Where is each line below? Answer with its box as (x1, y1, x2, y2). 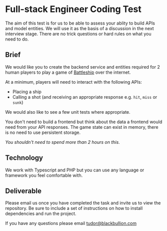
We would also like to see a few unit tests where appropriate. (5, 109, 131, 115)
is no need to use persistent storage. (5, 129, 81, 135)
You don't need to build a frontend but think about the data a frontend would (5, 119, 162, 125)
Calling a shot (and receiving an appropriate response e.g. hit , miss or (12, 94, 157, 100)
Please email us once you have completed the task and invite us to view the (5, 200, 161, 206)
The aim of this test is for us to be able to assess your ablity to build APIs (5, 20, 155, 26)
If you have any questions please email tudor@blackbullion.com (5, 220, 136, 226)
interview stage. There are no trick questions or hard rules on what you (5, 31, 151, 37)
